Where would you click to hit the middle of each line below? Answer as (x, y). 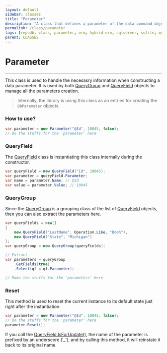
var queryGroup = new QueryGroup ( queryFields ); (55, 246)
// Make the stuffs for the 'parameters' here (54, 278)
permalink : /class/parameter (35, 28)
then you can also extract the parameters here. (53, 214)
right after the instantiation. (33, 306)
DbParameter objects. (38, 106)
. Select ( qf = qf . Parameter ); (44, 269)
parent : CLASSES (22, 38)
